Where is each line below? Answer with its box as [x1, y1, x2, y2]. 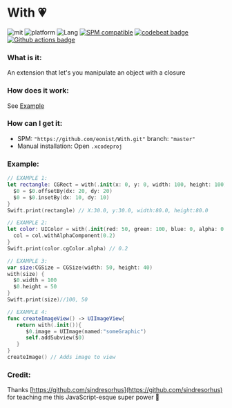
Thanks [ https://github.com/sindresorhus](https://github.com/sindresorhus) [7, 386, 223, 394]
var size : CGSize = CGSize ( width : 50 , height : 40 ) [7, 264, 153, 271]
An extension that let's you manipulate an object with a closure [7, 68, 186, 77]
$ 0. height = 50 [13, 284, 57, 290]
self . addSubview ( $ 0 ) [25, 334, 85, 342]
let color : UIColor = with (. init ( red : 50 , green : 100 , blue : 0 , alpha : [7, 226, 218, 233]
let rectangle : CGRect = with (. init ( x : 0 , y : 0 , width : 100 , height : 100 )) [7, 181, 230, 188]
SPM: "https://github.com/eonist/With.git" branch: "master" [17, 134, 195, 142]
